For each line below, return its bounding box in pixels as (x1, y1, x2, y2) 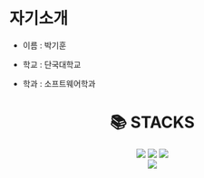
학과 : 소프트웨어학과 (22, 78, 96, 89)
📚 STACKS (110, 112, 195, 133)
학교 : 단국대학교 (22, 59, 82, 70)
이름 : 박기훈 (22, 40, 67, 51)
